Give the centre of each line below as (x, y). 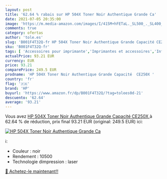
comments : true (21, 28)
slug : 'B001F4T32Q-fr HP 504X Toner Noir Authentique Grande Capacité (80, 42)
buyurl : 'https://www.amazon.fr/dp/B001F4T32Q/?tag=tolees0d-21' (74, 93)
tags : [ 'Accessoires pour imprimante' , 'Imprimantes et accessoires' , (80, 51)
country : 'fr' (20, 79)
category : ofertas (24, 33)
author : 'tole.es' (24, 38)
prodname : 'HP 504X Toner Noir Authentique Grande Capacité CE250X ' (80, 75)
